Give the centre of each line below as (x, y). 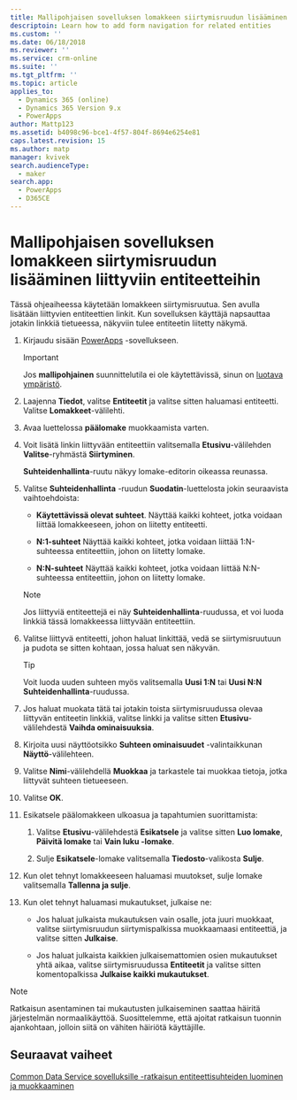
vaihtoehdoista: (51, 497)
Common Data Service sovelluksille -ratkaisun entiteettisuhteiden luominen (147, 1076)
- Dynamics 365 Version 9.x (70, 108)
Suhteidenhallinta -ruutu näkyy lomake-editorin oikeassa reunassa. (145, 471)
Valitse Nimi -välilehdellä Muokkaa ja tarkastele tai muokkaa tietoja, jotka (155, 771)
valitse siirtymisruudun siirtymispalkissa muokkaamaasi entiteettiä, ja (161, 928)
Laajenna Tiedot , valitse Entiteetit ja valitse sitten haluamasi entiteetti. (151, 401)
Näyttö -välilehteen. (58, 754)
